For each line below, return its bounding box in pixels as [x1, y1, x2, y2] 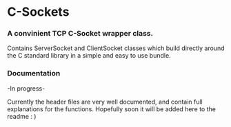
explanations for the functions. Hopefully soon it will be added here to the [7, 104, 216, 113]
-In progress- [7, 84, 46, 93]
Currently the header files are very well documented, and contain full [7, 97, 203, 106]
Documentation [7, 69, 61, 78]
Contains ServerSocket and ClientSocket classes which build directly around [7, 44, 225, 52]
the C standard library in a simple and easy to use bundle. [7, 51, 171, 60]
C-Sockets [7, 4, 70, 20]
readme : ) [7, 112, 37, 120]
